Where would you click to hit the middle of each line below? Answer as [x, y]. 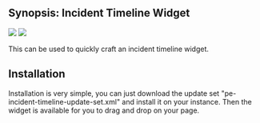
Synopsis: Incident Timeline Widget [99, 13]
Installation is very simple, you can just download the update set [114, 93]
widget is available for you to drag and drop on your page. [104, 110]
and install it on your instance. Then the [187, 101]
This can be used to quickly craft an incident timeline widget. [109, 49]
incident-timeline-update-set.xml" [64, 101]
